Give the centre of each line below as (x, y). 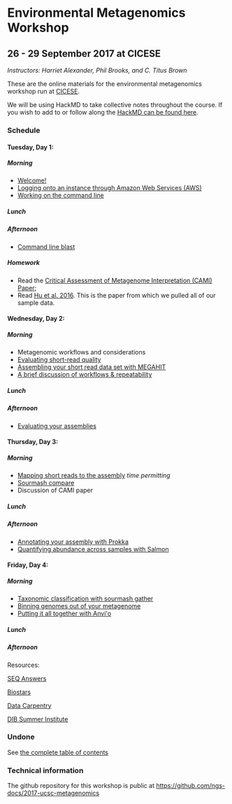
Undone (21, 737)
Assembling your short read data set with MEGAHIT (92, 367)
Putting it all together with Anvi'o (64, 614)
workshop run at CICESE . (44, 91)
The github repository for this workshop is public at (81, 786)
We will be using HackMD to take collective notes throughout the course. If (115, 105)
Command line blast (46, 247)
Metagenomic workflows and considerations (81, 352)
